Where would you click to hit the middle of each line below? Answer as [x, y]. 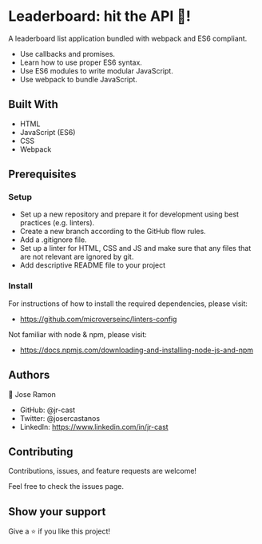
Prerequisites [42, 175]
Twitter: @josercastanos [60, 418]
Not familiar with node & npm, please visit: [78, 334]
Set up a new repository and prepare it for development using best [129, 214]
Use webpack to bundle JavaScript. [79, 79]
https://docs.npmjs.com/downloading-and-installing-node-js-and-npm [137, 350]
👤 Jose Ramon [32, 394]
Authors [29, 375]
